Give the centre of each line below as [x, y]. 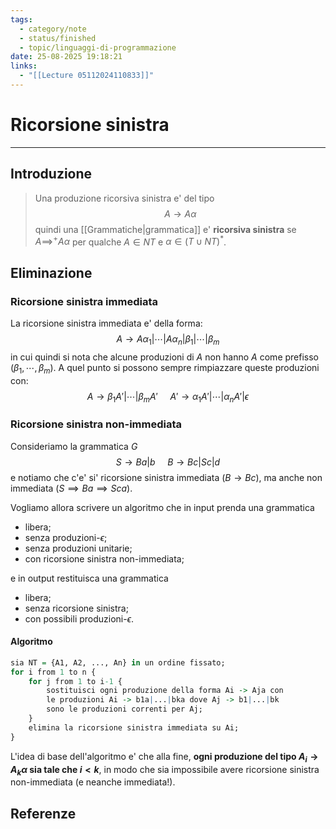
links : [24, 66]
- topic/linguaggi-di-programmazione [98, 47]
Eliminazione [51, 272]
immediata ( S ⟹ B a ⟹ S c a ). [71, 488]
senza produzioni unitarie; [78, 548]
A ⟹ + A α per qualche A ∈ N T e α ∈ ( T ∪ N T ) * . [130, 241]
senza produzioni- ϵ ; [66, 537]
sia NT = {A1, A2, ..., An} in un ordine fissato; [118, 662]
